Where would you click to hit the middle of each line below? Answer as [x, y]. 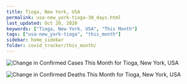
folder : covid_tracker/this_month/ [51, 46]
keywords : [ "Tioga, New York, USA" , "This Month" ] [72, 29]
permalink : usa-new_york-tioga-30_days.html [64, 18]
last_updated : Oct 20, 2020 [42, 23]
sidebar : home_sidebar [35, 40]
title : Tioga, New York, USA [43, 12]
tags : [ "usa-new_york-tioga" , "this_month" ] [64, 34]
